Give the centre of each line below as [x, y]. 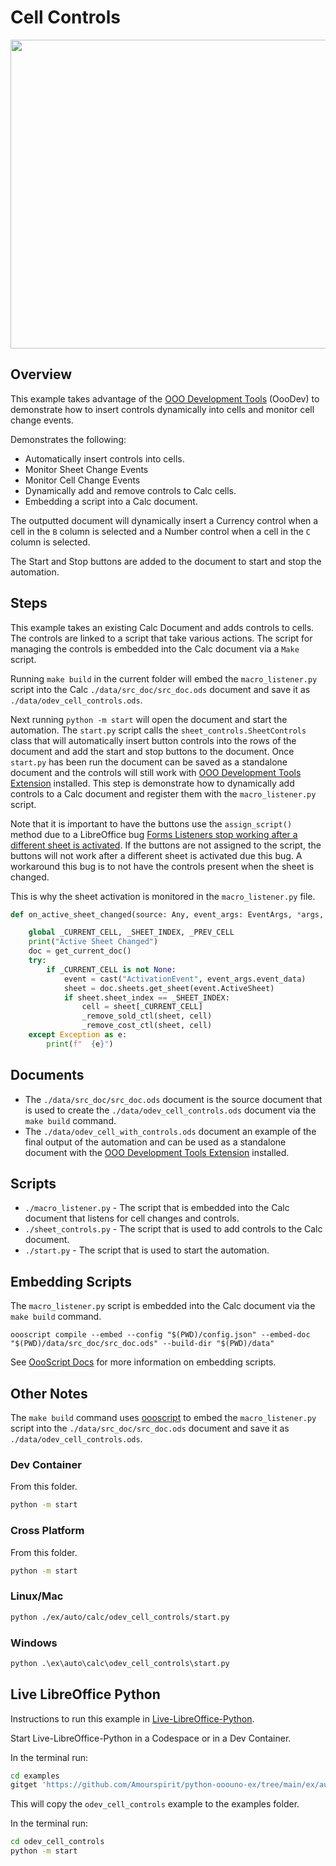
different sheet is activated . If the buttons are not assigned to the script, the [166, 845]
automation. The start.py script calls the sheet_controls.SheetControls [158, 730]
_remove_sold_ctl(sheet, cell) [147, 1016]
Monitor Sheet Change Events [86, 469]
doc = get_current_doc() [80, 951]
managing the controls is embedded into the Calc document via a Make [155, 648]
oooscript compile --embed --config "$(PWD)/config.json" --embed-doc [160, 1335]
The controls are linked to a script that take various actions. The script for [161, 638]
